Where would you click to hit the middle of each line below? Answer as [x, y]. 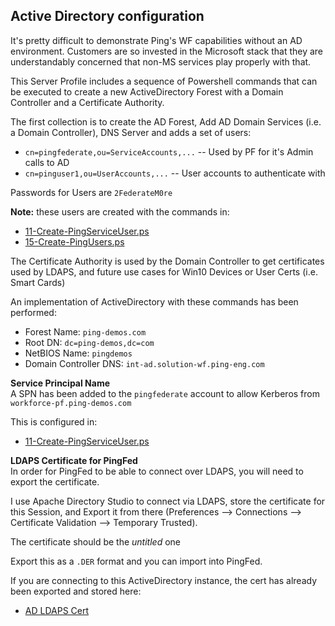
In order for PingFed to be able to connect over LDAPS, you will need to [157, 471]
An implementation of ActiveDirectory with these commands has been [154, 301]
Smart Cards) [38, 282]
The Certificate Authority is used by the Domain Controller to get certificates [167, 261]
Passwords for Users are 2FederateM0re [91, 192]
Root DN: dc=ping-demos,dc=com [89, 342]
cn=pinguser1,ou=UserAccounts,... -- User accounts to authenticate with [175, 173]
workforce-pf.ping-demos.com [71, 403]
